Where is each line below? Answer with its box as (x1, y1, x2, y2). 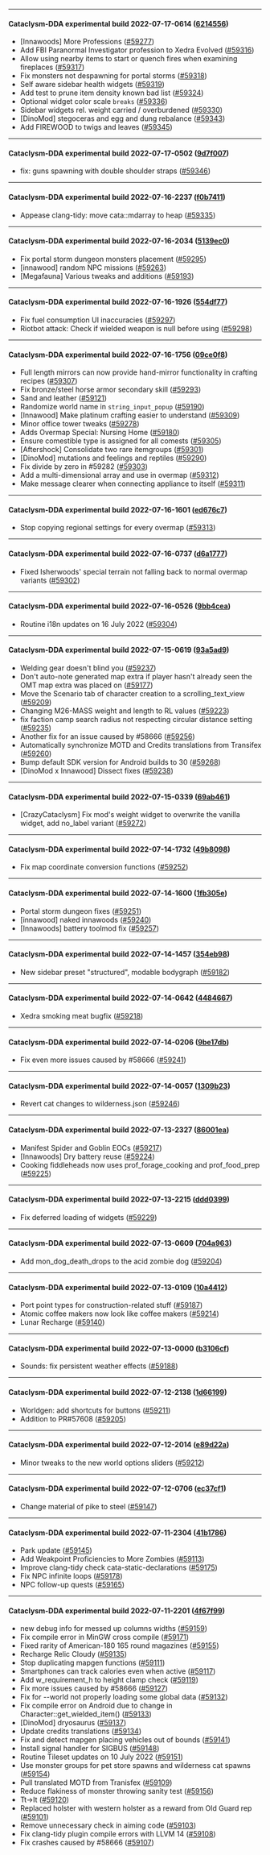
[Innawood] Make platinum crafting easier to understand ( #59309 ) (19, 410, 240, 420)
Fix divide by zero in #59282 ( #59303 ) (19, 462, 149, 471)
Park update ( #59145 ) (19, 1546, 92, 1555)
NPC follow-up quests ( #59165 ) (19, 1580, 125, 1590)
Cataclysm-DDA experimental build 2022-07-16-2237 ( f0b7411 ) (8, 193, 226, 201)
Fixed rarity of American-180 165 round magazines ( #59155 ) (19, 1641, 219, 1650)
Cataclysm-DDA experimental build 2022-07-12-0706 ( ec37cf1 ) (8, 1484, 227, 1493)
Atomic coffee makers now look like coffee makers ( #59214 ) (19, 1309, 219, 1318)
